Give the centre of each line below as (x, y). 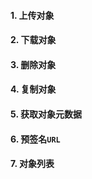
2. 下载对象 (33, 40)
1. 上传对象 (32, 15)
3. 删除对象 (33, 64)
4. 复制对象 (33, 89)
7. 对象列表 (32, 164)
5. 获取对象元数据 (46, 114)
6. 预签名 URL (35, 139)
